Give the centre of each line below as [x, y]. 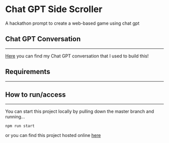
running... [15, 117]
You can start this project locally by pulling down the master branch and [80, 111]
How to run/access [36, 94]
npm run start [20, 126]
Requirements [28, 72]
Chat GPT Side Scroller [54, 9]
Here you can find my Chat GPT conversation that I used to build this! [77, 56]
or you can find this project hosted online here [53, 135]
